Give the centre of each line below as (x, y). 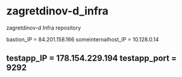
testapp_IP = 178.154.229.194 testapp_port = (91, 58)
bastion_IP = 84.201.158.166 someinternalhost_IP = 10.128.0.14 (83, 39)
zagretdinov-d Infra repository (44, 28)
